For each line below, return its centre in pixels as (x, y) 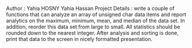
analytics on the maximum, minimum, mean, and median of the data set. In (95, 21)
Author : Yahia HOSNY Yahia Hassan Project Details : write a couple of (90, 8)
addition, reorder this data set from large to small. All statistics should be (93, 27)
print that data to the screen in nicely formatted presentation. (79, 39)
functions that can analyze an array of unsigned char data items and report (96, 14)
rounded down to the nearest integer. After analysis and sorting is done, (92, 33)
